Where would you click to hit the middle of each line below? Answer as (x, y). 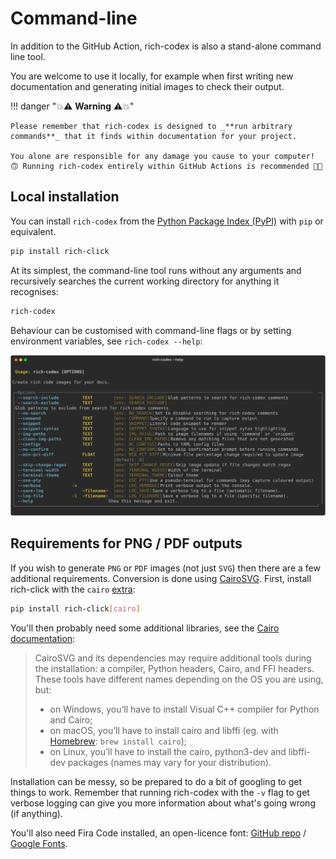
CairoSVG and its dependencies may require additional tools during (173, 658)
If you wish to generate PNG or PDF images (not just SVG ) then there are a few (165, 568)
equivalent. (33, 231)
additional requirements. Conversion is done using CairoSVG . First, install (161, 578)
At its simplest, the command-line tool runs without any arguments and (156, 270)
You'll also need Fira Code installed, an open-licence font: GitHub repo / (158, 833)
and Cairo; (71, 719)
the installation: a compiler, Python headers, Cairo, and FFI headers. (174, 668)
